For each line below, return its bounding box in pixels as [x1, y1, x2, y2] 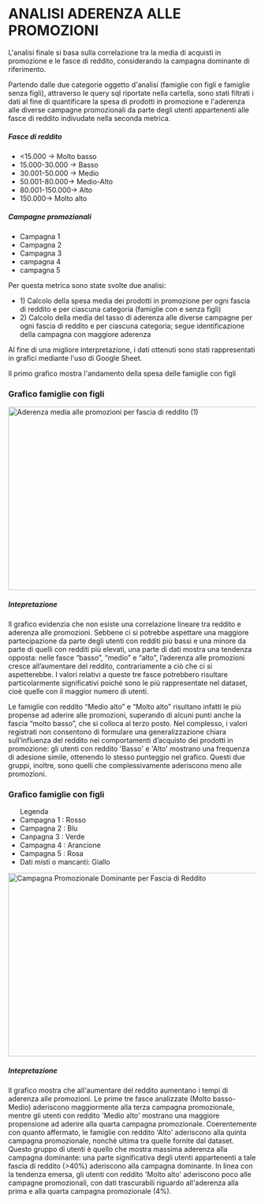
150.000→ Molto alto [19, 193, 88, 203]
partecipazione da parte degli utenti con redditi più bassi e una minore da [8, 636, 247, 646]
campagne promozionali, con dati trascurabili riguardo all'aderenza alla [8, 1178, 239, 1187]
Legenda [19, 807, 49, 816]
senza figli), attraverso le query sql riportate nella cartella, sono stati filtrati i [8, 88, 254, 97]
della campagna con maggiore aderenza [19, 329, 151, 339]
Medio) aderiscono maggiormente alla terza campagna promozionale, [8, 1103, 235, 1112]
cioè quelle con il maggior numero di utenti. [8, 687, 149, 696]
